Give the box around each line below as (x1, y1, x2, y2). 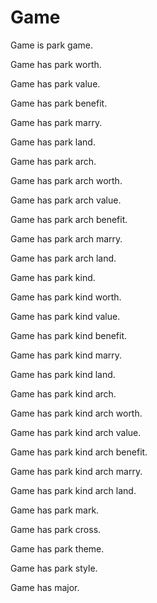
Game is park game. (10, 39, 93, 51)
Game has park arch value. (10, 194, 122, 206)
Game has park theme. (10, 542, 105, 555)
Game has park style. (10, 562, 98, 574)
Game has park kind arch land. (10, 484, 137, 496)
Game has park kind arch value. (10, 426, 142, 438)
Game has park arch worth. (10, 174, 123, 186)
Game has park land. (10, 136, 96, 148)
